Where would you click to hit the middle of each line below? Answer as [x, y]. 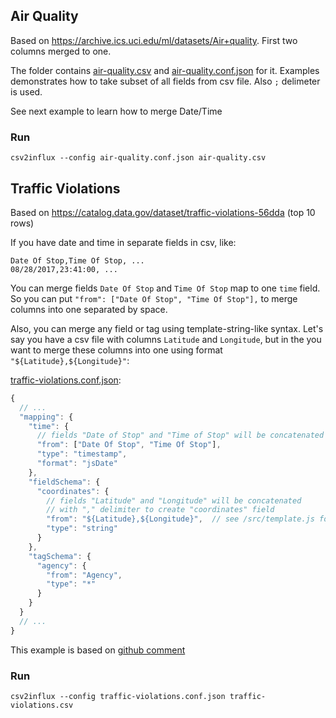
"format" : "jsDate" [77, 464]
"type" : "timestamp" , [82, 454]
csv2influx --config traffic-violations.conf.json [118, 696]
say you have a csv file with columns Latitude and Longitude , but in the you [166, 339]
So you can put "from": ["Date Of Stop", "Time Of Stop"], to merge [154, 298]
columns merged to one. [61, 51]
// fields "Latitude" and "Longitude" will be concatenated [174, 500]
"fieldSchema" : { [64, 482]
